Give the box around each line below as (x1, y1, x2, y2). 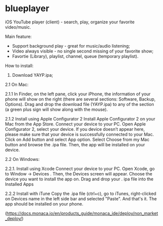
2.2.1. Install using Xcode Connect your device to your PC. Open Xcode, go (5, 166, 155, 172)
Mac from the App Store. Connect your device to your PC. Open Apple (5, 121, 146, 127)
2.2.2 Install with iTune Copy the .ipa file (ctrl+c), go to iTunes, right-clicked (5, 191, 157, 196)
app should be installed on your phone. (5, 201, 84, 207)
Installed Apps (5, 181, 34, 187)
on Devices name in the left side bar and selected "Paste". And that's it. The (5, 195, 157, 202)
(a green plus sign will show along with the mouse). (5, 106, 108, 112)
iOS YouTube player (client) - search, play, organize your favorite (5, 19, 135, 25)
